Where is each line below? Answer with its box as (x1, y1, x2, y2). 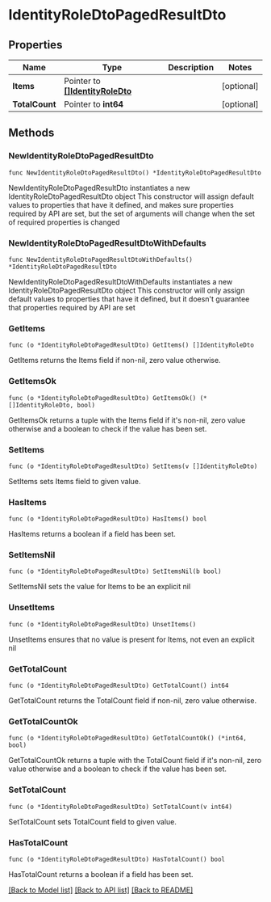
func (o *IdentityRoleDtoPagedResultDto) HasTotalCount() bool (8, 855, 226, 863)
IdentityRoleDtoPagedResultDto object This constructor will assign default (8, 192, 254, 201)
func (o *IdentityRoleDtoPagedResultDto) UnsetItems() (8, 620, 197, 628)
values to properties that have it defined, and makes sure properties (8, 200, 234, 209)
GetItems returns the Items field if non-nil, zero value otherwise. (8, 356, 221, 365)
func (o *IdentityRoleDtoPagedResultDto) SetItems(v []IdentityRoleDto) (8, 462, 258, 470)
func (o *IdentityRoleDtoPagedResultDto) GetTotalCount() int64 (8, 681, 229, 690)
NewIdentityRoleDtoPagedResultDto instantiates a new (8, 183, 190, 192)
